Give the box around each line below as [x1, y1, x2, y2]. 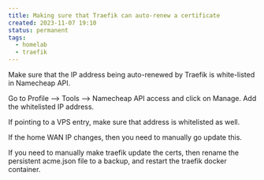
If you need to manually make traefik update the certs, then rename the [8, 148, 240, 157]
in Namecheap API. [8, 78, 71, 88]
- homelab [15, 41, 47, 49]
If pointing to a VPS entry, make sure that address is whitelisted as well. [8, 118, 240, 126]
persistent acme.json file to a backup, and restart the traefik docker [8, 156, 227, 166]
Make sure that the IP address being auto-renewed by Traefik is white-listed [8, 70, 255, 79]
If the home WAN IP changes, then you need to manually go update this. [8, 133, 243, 142]
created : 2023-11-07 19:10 [8, 19, 97, 27]
